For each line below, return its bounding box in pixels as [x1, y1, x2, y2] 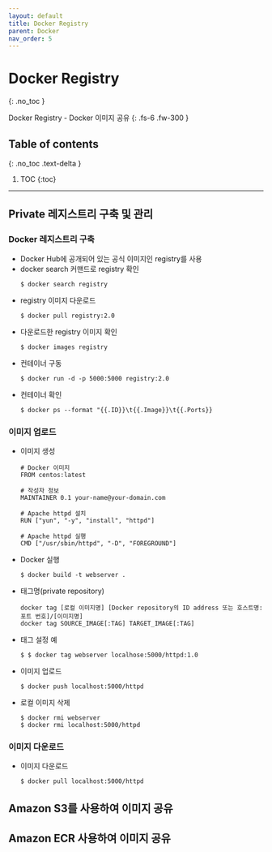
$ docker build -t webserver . [19, 570, 126, 579]
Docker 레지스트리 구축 [8, 234, 96, 245]
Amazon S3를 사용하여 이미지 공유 [8, 801, 173, 815]
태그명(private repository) [19, 586, 105, 596]
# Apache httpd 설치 [19, 509, 87, 518]
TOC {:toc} [19, 174, 57, 183]
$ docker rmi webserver [19, 713, 101, 722]
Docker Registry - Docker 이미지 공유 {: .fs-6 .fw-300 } [8, 113, 189, 123]
